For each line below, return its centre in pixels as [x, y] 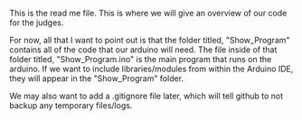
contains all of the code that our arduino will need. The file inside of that [143, 50]
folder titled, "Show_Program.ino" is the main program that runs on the [141, 59]
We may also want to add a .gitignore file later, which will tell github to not [146, 96]
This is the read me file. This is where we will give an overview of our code [148, 13]
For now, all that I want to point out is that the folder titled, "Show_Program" [150, 40]
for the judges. [37, 23]
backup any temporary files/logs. [71, 106]
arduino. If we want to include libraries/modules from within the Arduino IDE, [151, 69]
